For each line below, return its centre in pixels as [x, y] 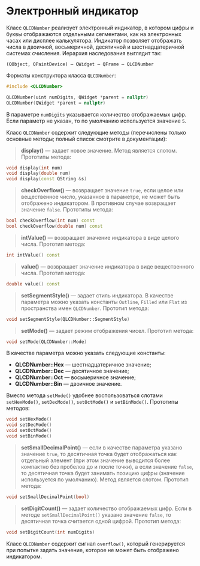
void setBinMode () [29, 436]
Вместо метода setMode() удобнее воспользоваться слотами [84, 395]
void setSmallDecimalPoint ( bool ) [48, 497]
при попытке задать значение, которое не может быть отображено [93, 550]
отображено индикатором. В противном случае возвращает [99, 203]
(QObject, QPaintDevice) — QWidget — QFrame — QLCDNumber [80, 64]
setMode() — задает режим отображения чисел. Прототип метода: [107, 330]
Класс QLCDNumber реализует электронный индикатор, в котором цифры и [100, 28]
